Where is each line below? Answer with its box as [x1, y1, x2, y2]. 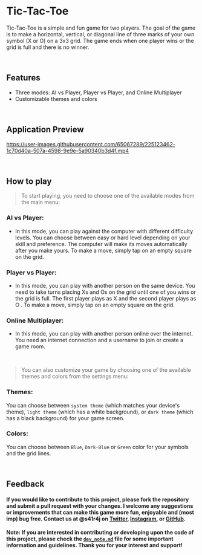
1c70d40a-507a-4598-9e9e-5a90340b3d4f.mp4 [6, 147, 129, 154]
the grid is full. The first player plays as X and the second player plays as [15, 294, 197, 302]
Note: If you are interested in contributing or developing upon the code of [6, 529, 194, 536]
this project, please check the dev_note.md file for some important [6, 535, 174, 542]
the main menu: [21, 198, 60, 206]
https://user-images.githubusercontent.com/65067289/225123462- [6, 140, 175, 148]
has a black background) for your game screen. [6, 414, 125, 421]
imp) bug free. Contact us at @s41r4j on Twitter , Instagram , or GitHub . [6, 515, 186, 522]
